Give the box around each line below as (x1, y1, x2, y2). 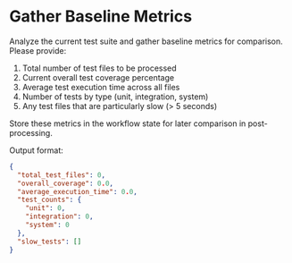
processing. (9, 127, 54, 138)
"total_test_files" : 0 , (17, 170, 105, 180)
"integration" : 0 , (25, 212, 94, 221)
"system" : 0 (25, 221, 70, 230)
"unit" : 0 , (25, 204, 66, 213)
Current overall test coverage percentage (21, 72, 175, 82)
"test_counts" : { (17, 195, 82, 205)
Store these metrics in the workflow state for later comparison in (9, 118, 246, 129)
